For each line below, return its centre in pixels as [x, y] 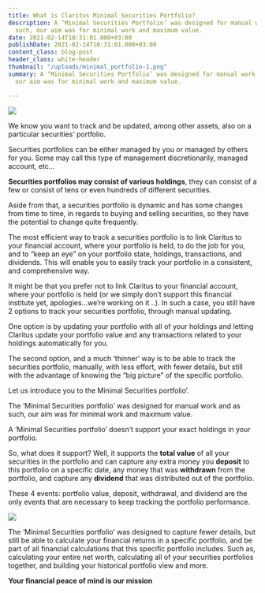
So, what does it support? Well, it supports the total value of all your [119, 453]
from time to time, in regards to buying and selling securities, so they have [129, 213]
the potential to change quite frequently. [73, 222]
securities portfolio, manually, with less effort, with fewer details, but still [125, 367]
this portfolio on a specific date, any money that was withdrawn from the [127, 469]
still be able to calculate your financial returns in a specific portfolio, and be [130, 540]
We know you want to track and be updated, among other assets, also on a [130, 125]
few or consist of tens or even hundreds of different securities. [110, 189]
